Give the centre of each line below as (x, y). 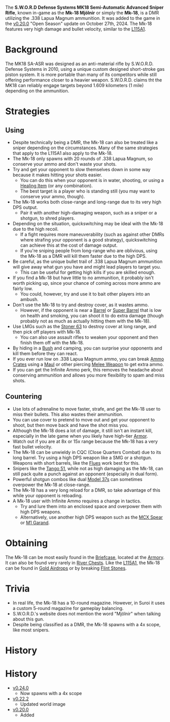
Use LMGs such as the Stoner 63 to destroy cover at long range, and (84, 326)
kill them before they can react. (45, 353)
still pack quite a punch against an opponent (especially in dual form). (85, 474)
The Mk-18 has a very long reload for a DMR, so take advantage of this (87, 490)
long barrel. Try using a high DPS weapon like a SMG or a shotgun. (82, 458)
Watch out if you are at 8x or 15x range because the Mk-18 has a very (85, 441)
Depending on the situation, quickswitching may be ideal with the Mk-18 (88, 223)
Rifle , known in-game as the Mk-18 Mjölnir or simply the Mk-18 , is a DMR (82, 13)
